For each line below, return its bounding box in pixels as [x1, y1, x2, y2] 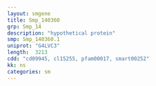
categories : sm [7, 68, 51, 75]
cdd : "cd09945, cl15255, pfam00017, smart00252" [7, 55, 150, 62]
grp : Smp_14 [7, 23, 41, 30]
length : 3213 [7, 49, 48, 56]
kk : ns [7, 62, 26, 69]
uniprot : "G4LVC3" [7, 42, 60, 49]
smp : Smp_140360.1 [7, 36, 60, 43]
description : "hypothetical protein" [7, 29, 116, 37]
